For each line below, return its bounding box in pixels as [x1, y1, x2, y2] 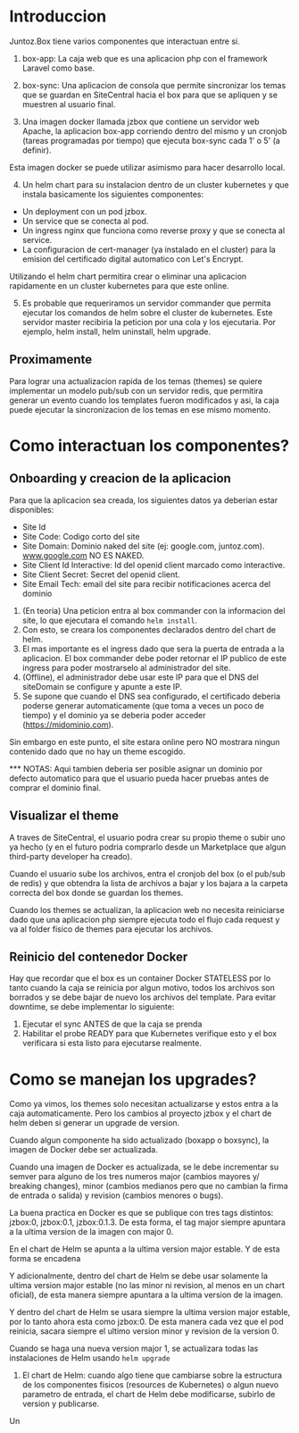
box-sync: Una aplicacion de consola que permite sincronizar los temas [21, 80, 287, 90]
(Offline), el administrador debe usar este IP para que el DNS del [21, 672, 259, 683]
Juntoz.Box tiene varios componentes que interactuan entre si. [9, 36, 240, 46]
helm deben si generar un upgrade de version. [9, 1118, 180, 1128]
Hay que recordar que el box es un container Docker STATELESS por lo [9, 973, 271, 984]
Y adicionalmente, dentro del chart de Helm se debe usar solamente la [9, 1270, 268, 1281]
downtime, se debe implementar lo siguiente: [9, 1001, 175, 1012]
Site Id [21, 521, 46, 532]
